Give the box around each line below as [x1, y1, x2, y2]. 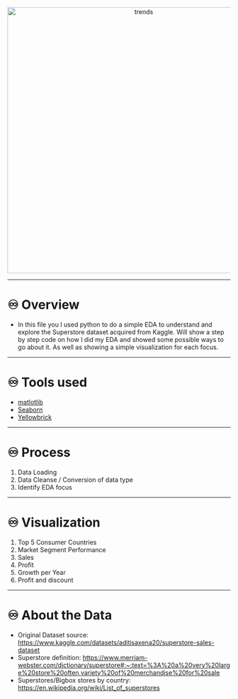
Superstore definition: [17, 653, 81, 661]
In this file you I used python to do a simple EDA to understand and [17, 320, 212, 329]
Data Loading [17, 468, 57, 476]
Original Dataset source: [17, 630, 89, 639]
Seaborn [17, 405, 43, 414]
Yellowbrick [17, 412, 52, 422]
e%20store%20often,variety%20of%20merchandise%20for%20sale [17, 668, 220, 677]
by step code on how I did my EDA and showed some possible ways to [17, 335, 225, 343]
